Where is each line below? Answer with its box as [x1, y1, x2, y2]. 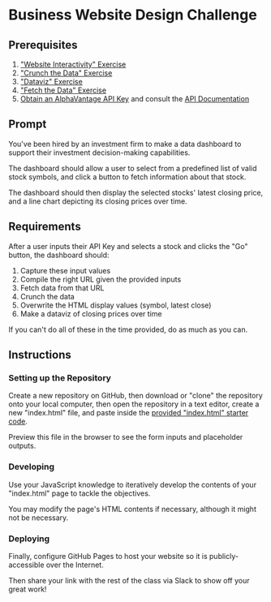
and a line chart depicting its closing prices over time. [8, 196, 188, 206]
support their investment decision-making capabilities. [8, 148, 191, 157]
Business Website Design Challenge [8, 6, 257, 24]
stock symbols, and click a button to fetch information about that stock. [8, 172, 247, 182]
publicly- [209, 551, 239, 561]
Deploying [8, 533, 50, 544]
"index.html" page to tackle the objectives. [8, 488, 151, 498]
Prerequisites [8, 38, 78, 52]
